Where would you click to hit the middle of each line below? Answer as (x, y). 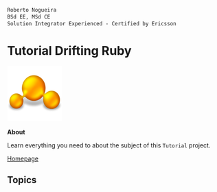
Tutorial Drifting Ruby (69, 51)
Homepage (23, 158)
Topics (22, 180)
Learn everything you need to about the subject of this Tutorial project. (109, 145)
